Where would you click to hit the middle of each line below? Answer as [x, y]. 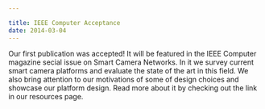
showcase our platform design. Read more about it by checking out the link [133, 88]
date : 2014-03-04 [37, 30]
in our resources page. [46, 96]
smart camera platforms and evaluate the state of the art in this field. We [128, 70]
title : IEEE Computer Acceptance [64, 23]
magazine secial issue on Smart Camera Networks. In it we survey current [131, 62]
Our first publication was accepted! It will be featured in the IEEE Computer [132, 53]
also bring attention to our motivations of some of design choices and [124, 79]
